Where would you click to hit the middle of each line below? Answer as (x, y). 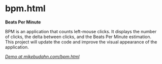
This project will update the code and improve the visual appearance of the (81, 42)
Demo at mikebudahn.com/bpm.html (42, 56)
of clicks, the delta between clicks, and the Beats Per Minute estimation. (78, 37)
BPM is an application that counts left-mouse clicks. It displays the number (81, 31)
